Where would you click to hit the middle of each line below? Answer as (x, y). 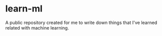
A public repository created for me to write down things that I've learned (81, 22)
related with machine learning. (37, 27)
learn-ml (24, 9)
